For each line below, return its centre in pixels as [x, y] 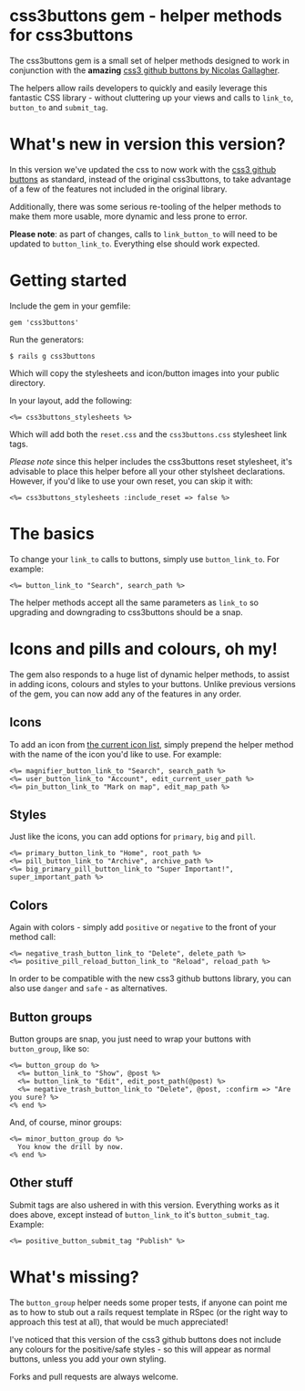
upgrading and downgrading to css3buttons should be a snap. [126, 612]
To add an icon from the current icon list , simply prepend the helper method [152, 744]
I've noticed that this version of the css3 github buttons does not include [146, 1339]
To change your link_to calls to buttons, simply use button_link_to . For [144, 559]
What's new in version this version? [147, 145]
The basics [52, 534]
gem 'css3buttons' [44, 322]
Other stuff [41, 1183]
